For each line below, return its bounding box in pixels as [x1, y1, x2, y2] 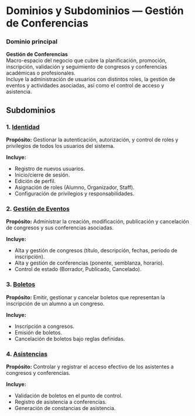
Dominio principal [6, 38, 57, 46]
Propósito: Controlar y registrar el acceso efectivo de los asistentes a [6, 363, 174, 370]
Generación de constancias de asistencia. [14, 405, 116, 412]
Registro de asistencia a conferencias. [14, 398, 107, 405]
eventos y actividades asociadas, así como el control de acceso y [6, 82, 165, 89]
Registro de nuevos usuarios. [14, 165, 85, 173]
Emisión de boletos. [14, 329, 63, 336]
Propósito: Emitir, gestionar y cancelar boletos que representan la [6, 293, 165, 300]
